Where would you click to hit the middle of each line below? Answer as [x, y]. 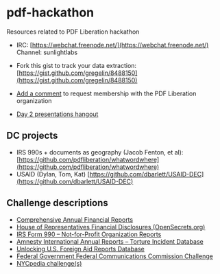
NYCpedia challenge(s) [49, 263]
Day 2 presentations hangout [57, 114]
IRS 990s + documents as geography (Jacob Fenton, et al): [100, 152]
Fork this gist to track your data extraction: [76, 65]
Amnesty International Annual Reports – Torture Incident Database [110, 241]
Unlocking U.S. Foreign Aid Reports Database [80, 249]
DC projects [32, 136]
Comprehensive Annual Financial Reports [75, 219]
